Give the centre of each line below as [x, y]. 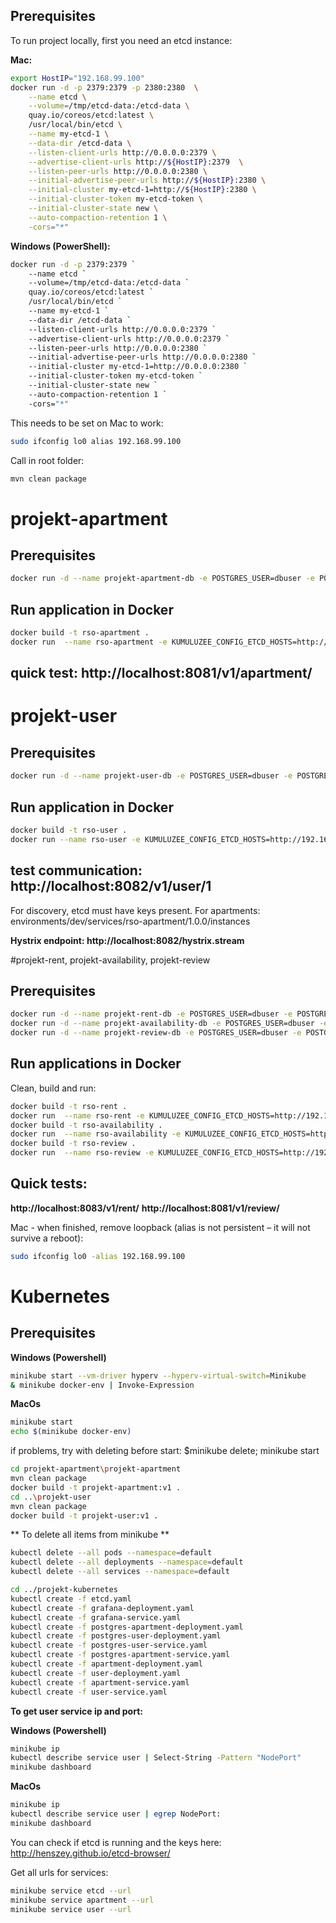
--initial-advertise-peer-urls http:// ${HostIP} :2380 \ [147, 180]
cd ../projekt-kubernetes [64, 1590]
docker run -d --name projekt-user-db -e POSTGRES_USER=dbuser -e [151, 776]
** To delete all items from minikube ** [90, 1535]
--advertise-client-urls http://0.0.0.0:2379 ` [129, 339]
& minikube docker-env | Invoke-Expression [102, 1385]
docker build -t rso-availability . [86, 1125]
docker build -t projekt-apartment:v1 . [96, 1487]
